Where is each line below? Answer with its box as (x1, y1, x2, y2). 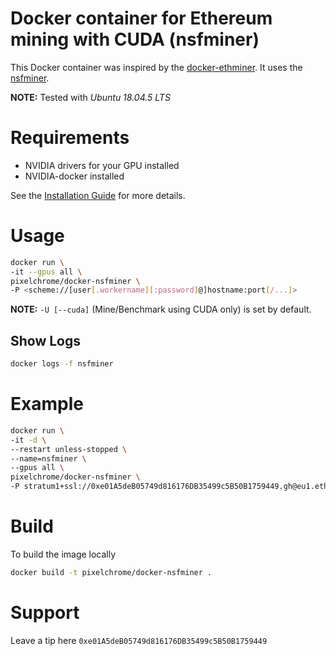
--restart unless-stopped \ (10, 444, 128, 454)
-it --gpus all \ (10, 267, 83, 277)
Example (10, 393, 84, 416)
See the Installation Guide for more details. (10, 189, 186, 201)
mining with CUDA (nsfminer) (10, 28, 260, 51)
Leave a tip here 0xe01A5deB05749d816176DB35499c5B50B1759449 (10, 634, 268, 646)
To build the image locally (10, 548, 117, 560)
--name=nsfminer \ (10, 453, 87, 464)
